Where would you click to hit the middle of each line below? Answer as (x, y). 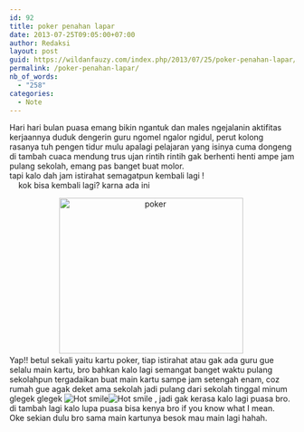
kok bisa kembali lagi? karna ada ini (84, 186)
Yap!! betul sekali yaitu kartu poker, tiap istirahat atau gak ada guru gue (142, 360)
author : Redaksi (40, 43)
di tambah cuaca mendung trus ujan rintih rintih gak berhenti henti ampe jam (152, 157)
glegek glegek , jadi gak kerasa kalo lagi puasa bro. (150, 398)
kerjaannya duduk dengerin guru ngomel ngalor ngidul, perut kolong (137, 138)
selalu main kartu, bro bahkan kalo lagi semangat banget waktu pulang (141, 370)
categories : (32, 93)
